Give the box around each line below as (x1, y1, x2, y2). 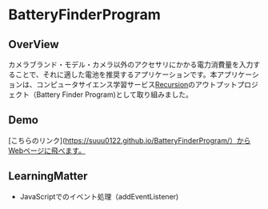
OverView (8, 38, 59, 51)
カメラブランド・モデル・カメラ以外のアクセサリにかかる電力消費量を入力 (8, 60, 254, 69)
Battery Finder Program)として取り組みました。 (35, 90, 194, 99)
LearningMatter (8, 170, 88, 183)
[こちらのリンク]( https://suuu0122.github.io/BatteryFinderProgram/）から (8, 135, 251, 145)
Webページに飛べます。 (8, 146, 86, 155)
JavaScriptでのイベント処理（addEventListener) (19, 191, 179, 201)
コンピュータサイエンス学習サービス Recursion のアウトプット (35, 80, 238, 89)
